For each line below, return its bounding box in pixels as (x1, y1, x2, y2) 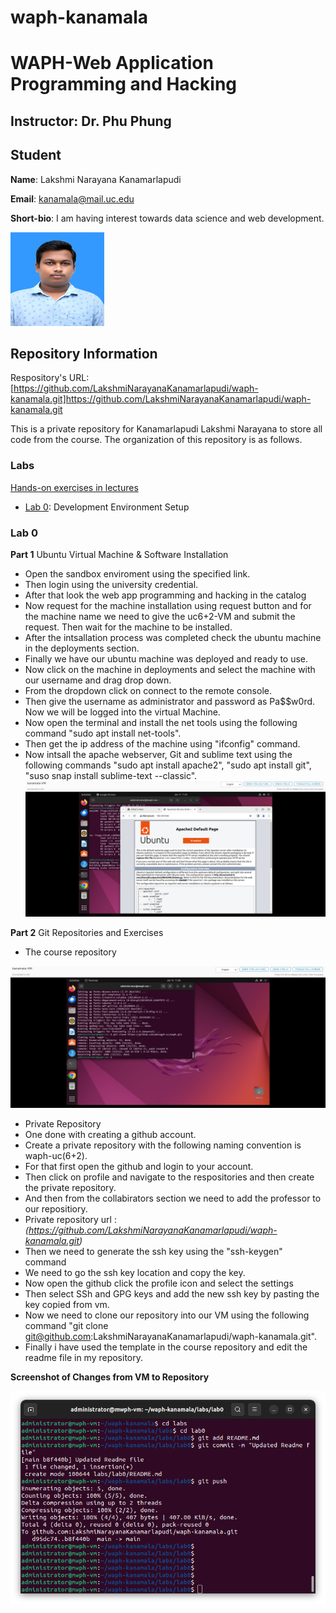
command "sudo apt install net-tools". (24, 727, 182, 739)
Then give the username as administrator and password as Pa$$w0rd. (24, 695, 316, 707)
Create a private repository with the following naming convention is (24, 1139, 302, 1151)
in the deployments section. (24, 642, 140, 654)
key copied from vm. (24, 1299, 110, 1311)
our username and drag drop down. (24, 674, 172, 686)
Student (10, 147, 62, 164)
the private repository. (24, 1182, 117, 1194)
